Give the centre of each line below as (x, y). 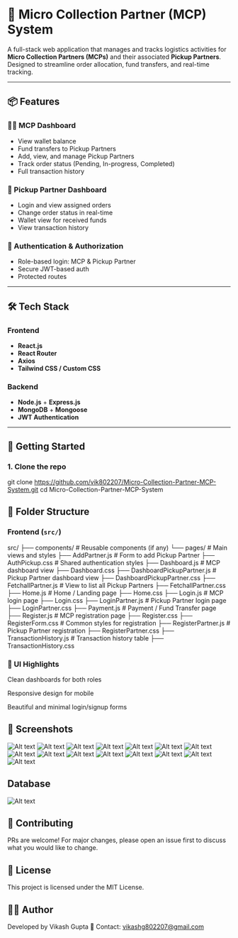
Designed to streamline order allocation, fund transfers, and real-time (109, 64)
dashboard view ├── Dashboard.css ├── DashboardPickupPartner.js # (112, 570)
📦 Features (34, 102)
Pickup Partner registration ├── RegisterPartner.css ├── (91, 631)
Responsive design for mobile (51, 693)
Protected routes (42, 277)
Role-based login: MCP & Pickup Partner (76, 261)
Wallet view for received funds (62, 220)
